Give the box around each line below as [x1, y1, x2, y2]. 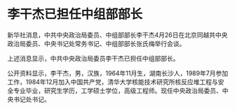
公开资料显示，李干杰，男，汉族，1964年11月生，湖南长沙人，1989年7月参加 [7, 69, 229, 77]
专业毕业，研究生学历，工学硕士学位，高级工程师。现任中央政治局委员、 [13, 86, 222, 95]
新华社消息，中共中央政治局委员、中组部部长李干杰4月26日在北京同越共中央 [7, 31, 228, 39]
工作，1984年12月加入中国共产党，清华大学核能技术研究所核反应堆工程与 [7, 77, 219, 86]
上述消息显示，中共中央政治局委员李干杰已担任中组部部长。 [7, 54, 180, 63]
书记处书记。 [13, 95, 51, 103]
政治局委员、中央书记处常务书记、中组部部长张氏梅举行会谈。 [7, 39, 186, 47]
